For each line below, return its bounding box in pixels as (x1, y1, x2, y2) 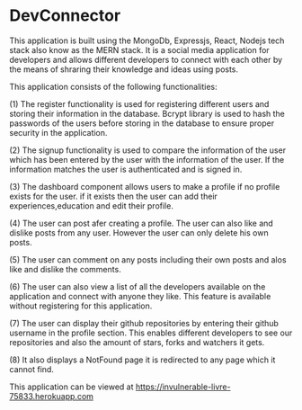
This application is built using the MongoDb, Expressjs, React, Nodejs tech (9, 35, 285, 46)
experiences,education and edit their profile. (9, 200, 173, 211)
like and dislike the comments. (9, 263, 121, 274)
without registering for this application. (9, 300, 153, 311)
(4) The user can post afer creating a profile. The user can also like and (9, 218, 274, 228)
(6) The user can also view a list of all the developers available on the (9, 281, 266, 292)
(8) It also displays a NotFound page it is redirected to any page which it (9, 354, 276, 365)
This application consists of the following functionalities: (9, 81, 218, 92)
